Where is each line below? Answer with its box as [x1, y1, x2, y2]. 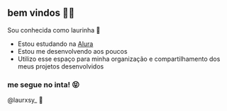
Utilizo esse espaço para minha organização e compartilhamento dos [17, 54, 221, 63]
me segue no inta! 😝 [7, 79, 80, 89]
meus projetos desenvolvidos [17, 62, 104, 71]
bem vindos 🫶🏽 [7, 7, 75, 19]
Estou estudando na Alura [17, 40, 94, 48]
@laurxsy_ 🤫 [7, 96, 43, 105]
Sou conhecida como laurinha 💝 [7, 25, 101, 34]
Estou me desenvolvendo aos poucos [17, 47, 128, 55]
